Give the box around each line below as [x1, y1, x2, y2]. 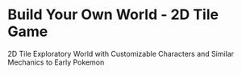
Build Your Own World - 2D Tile [7, 6, 219, 24]
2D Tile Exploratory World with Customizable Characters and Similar [7, 49, 235, 58]
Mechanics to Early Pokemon [7, 57, 105, 67]
